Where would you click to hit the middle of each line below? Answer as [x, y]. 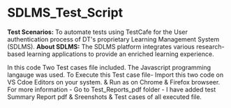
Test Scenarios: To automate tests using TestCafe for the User [98, 32]
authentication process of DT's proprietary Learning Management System [113, 39]
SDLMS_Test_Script [65, 13]
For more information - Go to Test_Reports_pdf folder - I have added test [112, 89]
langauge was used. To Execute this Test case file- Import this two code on [115, 75]
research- [210, 46]
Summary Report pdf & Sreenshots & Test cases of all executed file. [105, 97]
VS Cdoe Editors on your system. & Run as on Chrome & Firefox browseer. [114, 82]
